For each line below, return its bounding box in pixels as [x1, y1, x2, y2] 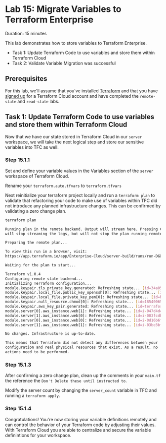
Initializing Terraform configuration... [5, 281, 92, 286]
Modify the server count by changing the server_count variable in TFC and [5, 387, 157, 393]
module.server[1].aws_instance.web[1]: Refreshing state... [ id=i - [5, 322, 147, 327]
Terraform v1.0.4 [5, 271, 41, 276]
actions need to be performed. [5, 350, 70, 355]
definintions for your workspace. [5, 432, 72, 438]
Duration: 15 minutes [5, 30, 47, 36]
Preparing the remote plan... [5, 240, 68, 245]
